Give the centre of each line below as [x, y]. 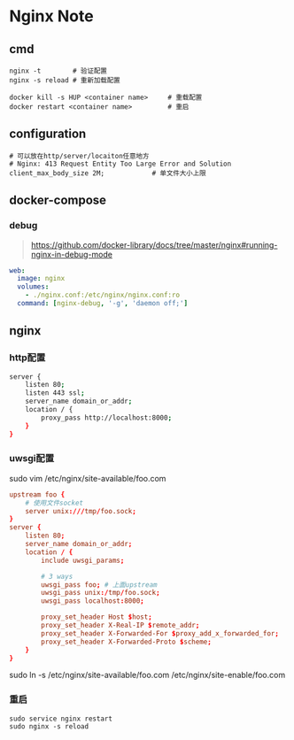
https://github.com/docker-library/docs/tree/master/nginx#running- [154, 244]
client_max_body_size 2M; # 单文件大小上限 [108, 173]
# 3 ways [57, 576]
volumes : [33, 287]
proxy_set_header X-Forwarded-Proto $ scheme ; [127, 642]
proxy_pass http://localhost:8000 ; [107, 418]
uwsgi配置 [32, 459]
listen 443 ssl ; [55, 393]
